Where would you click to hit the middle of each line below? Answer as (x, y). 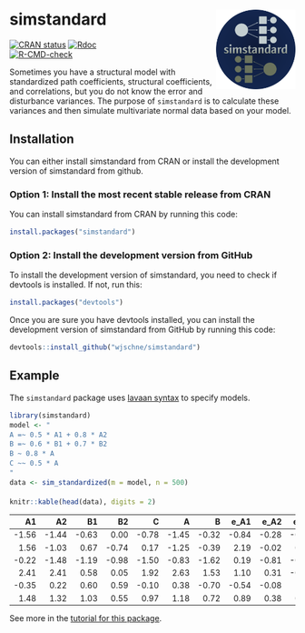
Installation (42, 140)
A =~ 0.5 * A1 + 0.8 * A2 (58, 435)
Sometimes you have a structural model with (93, 72)
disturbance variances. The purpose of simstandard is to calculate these (144, 101)
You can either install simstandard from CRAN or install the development (144, 161)
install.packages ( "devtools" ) (67, 303)
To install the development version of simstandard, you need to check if (143, 275)
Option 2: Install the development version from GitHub (131, 255)
